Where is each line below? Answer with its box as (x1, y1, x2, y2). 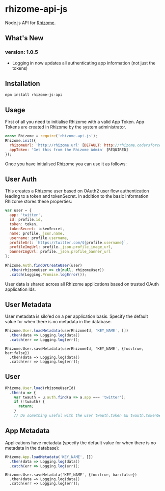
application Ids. (5, 286, 36, 292)
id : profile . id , (9, 217, 43, 222)
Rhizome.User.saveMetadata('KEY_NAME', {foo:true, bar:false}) (5, 472, 137, 478)
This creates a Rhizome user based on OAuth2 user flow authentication (5, 188, 149, 194)
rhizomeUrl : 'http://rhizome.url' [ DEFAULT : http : (9, 143, 115, 148)
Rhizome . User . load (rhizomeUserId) (5, 385, 76, 391)
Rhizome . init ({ (5, 138, 36, 143)
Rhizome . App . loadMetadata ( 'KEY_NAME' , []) (5, 454, 93, 460)
